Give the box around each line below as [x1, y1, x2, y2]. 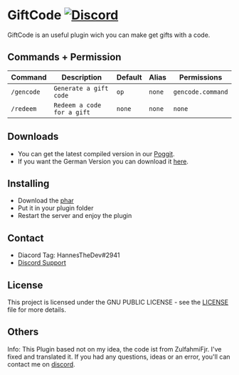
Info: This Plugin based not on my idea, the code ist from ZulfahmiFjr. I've [7, 344, 222, 353]
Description [61, 72, 102, 82]
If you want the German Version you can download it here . [17, 157, 188, 165]
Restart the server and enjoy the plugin [17, 212, 132, 220]
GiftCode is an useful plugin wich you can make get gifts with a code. [7, 31, 211, 39]
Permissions [179, 72, 223, 82]
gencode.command [173, 87, 228, 96]
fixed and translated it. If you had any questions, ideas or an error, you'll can [7, 352, 230, 361]
